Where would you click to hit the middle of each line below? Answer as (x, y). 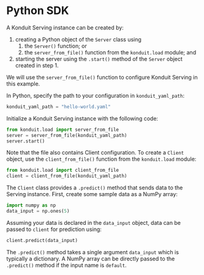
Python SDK (38, 11)
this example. (23, 84)
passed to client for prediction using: (54, 229)
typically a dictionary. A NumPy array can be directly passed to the (91, 258)
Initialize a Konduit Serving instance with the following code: (82, 118)
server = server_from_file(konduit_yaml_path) (67, 135)
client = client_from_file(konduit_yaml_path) (67, 176)
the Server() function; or (55, 46)
